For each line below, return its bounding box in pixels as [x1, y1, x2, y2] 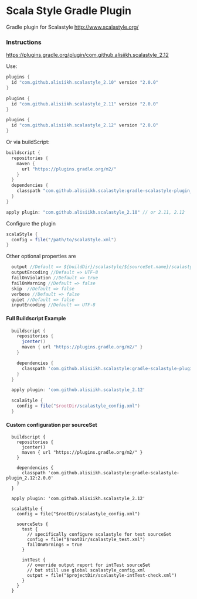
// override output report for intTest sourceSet [27, 562, 151, 569]
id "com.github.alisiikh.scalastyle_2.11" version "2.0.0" [11, 101, 159, 107]
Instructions [6, 38, 42, 46]
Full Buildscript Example [6, 314, 66, 321]
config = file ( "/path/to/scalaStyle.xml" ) [11, 237, 117, 242]
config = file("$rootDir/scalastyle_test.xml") [27, 537, 145, 543]
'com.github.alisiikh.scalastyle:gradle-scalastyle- [47, 470, 180, 476]
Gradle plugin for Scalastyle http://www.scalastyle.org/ [6, 23, 139, 30]
